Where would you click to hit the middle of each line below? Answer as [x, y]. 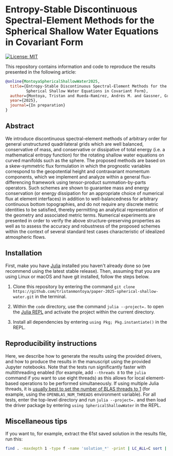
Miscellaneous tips [37, 421]
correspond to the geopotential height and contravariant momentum [77, 171]
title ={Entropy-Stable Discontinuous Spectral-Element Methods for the [89, 86]
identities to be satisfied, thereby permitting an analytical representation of [84, 209]
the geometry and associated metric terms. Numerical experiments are [80, 215]
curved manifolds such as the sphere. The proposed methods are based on [85, 160]
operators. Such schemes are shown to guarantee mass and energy [77, 188]
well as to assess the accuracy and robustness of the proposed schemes [83, 226]
